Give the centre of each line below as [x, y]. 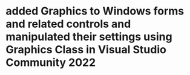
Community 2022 [51, 63]
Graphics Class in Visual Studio [86, 50]
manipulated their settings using [89, 37]
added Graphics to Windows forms [95, 11]
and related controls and [68, 24]
